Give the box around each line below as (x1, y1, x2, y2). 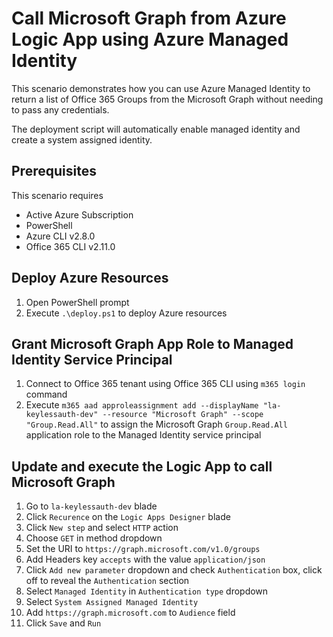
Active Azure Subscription (25, 208, 134, 221)
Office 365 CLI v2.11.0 (25, 240, 116, 252)
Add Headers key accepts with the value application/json (25, 553, 266, 566)
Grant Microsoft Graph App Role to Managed (11, 335, 294, 352)
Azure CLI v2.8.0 (25, 230, 96, 242)
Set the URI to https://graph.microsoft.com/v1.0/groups (25, 543, 261, 555)
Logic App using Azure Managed (11, 28, 289, 51)
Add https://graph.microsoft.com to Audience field (25, 607, 236, 619)
